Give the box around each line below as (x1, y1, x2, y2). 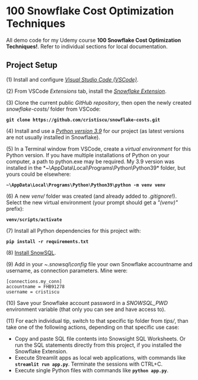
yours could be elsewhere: (6, 170, 71, 177)
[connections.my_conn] (6, 278, 62, 284)
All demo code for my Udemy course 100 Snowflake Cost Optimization (6, 36, 181, 43)
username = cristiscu (6, 289, 60, 295)
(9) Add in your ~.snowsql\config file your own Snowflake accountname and (6, 260, 193, 267)
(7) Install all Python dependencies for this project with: (6, 227, 141, 234)
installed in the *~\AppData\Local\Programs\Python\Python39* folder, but (6, 164, 186, 171)
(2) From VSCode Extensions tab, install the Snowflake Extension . (6, 88, 167, 95)
